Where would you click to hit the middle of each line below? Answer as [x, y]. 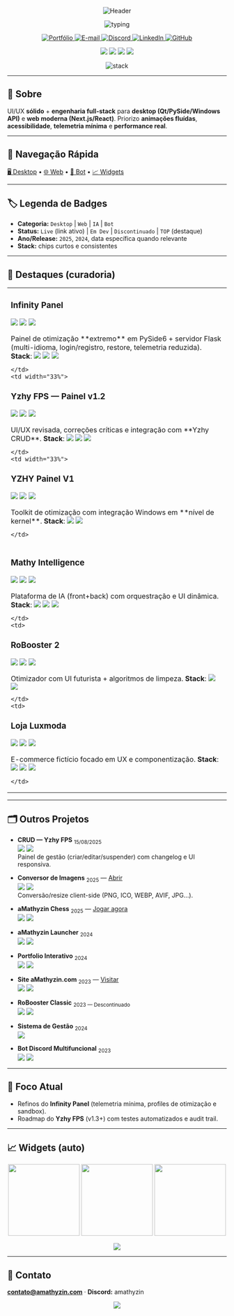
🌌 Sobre [25, 94]
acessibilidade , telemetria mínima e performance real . [87, 126]
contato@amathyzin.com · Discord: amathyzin [76, 1292]
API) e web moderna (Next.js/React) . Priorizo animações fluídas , [102, 118]
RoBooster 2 [35, 645]
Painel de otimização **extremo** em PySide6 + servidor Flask [116, 339]
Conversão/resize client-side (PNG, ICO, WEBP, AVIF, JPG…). [105, 895]
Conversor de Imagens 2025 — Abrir [70, 879]
